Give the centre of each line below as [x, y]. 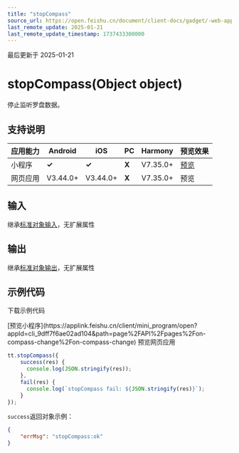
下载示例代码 [26, 311]
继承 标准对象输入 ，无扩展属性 [51, 224]
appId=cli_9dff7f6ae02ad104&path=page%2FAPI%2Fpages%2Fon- [107, 334]
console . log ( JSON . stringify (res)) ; [79, 369]
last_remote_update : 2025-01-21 [55, 27]
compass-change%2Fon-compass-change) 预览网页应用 [91, 342]
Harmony [157, 151]
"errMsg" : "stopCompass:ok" [62, 437]
